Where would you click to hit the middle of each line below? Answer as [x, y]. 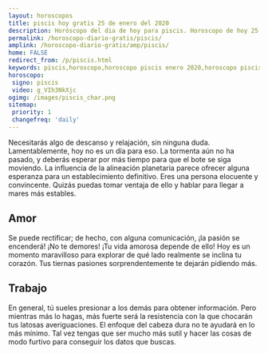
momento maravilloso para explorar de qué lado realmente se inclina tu [125, 255]
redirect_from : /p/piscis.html [60, 61]
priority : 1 [32, 113]
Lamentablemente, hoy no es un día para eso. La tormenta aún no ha [121, 151]
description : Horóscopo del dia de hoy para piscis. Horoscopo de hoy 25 [134, 30]
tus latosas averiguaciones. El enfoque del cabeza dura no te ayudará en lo [132, 324]
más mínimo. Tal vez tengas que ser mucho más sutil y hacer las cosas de [130, 333]
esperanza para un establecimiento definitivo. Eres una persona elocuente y [133, 176]
